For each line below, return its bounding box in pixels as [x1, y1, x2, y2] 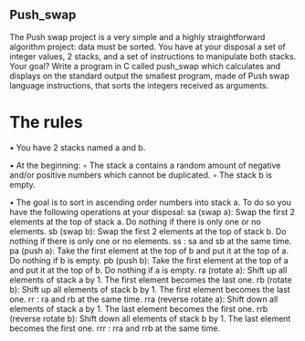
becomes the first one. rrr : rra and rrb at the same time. [9, 323, 221, 334]
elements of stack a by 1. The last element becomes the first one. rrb [9, 303, 268, 314]
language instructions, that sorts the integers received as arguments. [9, 79, 269, 90]
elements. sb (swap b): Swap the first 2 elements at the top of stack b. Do [9, 225, 287, 236]
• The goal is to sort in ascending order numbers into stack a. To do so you [9, 196, 292, 208]
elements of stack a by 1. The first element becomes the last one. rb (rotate [9, 274, 292, 285]
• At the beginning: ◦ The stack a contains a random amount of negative [9, 160, 281, 170]
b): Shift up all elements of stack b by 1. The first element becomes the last [9, 284, 290, 294]
